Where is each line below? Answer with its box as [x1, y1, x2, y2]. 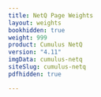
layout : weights [8, 19, 62, 27]
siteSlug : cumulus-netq [8, 63, 87, 71]
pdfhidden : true [8, 70, 62, 78]
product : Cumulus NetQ [8, 41, 83, 49]
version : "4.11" [8, 48, 62, 56]
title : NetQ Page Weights [8, 11, 93, 20]
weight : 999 [8, 33, 47, 42]
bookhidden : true [8, 26, 65, 34]
